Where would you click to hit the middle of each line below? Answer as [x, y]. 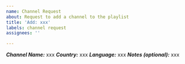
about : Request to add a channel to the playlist [68, 17]
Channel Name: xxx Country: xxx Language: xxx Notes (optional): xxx [93, 55]
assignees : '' [23, 33]
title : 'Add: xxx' [28, 22]
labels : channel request [36, 28]
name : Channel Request [34, 11]
